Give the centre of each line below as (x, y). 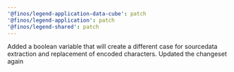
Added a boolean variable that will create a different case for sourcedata (112, 47)
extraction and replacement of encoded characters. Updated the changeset (117, 54)
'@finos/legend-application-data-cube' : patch (77, 14)
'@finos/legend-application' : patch (61, 20)
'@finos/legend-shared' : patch (53, 27)
